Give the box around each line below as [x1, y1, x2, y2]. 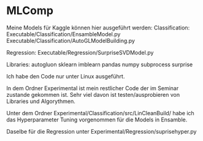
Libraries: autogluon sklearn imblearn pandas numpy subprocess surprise [6, 61, 193, 68]
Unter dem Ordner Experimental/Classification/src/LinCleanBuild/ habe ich [6, 109, 194, 116]
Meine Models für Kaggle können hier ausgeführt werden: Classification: [6, 24, 190, 31]
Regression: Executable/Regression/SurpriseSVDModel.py [6, 48, 154, 56]
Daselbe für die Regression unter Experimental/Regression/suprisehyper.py [6, 128, 197, 135]
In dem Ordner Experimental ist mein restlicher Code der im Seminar [6, 84, 179, 92]
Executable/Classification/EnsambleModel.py [6, 30, 121, 37]
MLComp [6, 4, 54, 18]
